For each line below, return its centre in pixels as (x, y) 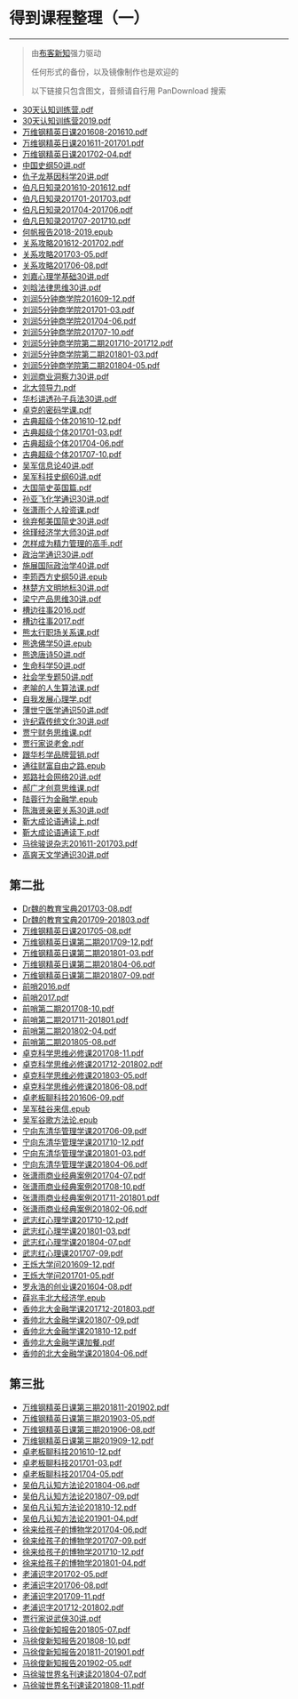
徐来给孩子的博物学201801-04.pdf (84, 1563)
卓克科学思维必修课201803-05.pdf (85, 1075)
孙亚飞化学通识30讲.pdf (65, 498)
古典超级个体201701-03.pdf (72, 431)
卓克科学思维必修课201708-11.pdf (83, 1053)
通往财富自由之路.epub (64, 765)
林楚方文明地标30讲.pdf (65, 587)
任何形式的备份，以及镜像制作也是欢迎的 (105, 71)
